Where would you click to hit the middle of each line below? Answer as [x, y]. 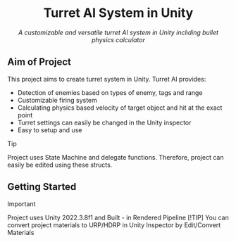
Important [21, 204]
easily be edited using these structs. [60, 165]
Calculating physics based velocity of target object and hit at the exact [120, 108]
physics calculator [118, 39]
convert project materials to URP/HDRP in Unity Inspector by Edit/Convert [114, 225]
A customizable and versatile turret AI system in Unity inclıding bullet [118, 32]
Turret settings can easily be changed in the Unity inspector [104, 122]
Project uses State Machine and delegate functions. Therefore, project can [116, 157]
